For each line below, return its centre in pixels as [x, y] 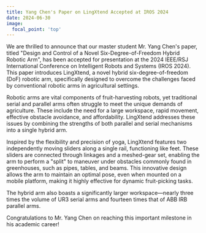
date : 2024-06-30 [29, 18]
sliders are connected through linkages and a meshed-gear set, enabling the [103, 155]
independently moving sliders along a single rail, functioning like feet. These [102, 148]
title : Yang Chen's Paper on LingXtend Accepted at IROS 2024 [87, 12]
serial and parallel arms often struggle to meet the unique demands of [94, 104]
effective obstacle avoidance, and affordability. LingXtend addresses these [101, 117]
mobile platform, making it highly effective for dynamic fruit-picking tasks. [100, 181]
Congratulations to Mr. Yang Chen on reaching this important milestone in [99, 218]
